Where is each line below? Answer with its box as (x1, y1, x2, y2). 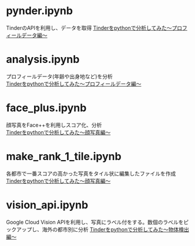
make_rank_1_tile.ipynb (6, 150, 122, 163)
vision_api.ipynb (6, 198, 89, 211)
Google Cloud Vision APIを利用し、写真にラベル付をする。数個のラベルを (6, 218, 184, 225)
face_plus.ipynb (6, 101, 87, 115)
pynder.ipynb (6, 4, 73, 18)
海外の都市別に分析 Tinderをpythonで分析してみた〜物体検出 (42, 225, 190, 233)
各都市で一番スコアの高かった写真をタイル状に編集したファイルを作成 (6, 169, 176, 177)
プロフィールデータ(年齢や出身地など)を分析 (6, 72, 113, 80)
